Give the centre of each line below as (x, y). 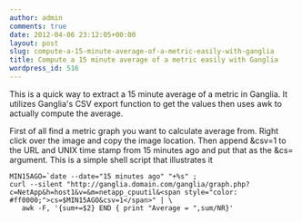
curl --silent (36, 184)
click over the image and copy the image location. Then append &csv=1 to (148, 140)
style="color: (211, 192)
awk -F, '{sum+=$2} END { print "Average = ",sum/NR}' (127, 208)
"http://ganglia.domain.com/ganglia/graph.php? (158, 184)
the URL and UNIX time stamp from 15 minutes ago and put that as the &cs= (151, 150)
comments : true (38, 26)
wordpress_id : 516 (44, 69)
